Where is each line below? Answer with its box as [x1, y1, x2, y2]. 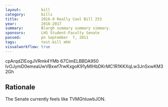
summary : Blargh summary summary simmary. [5, 26, 111, 31]
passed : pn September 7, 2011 [5, 35, 89, 40]
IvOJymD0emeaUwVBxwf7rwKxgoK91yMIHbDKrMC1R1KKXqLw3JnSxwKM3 [5, 63, 163, 69]
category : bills [5, 12, 53, 17]
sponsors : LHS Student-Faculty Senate [5, 30, 100, 35]
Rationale [5, 83, 36, 92]
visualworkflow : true [5, 44, 51, 49]
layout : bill [5, 7, 51, 12]
